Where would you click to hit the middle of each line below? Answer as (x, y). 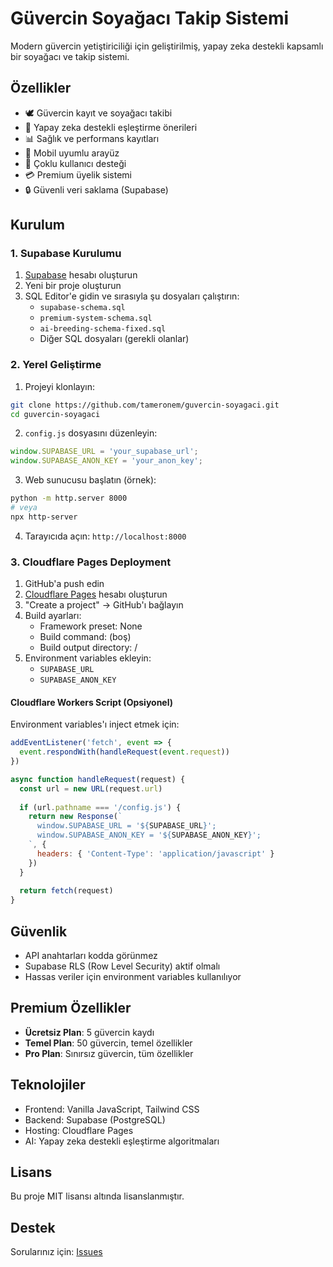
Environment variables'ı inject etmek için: (95, 724)
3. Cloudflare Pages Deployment (91, 562)
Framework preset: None (91, 626)
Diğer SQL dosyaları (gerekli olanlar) (114, 339)
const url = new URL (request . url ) (91, 788)
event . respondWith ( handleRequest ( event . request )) (124, 752)
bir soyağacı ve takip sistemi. (70, 56)
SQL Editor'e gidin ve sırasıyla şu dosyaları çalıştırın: (132, 296)
